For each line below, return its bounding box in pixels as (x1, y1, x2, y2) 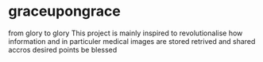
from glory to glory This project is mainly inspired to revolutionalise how (8, 28, 243, 38)
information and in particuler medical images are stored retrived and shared (8, 36, 256, 46)
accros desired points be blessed (8, 45, 118, 54)
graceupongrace (8, 2, 121, 20)
